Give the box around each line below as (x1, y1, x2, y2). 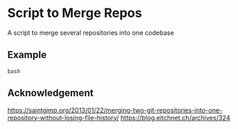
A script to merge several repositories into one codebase (7, 28, 175, 37)
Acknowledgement (7, 87, 94, 99)
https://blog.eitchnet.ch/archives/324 (120, 113, 230, 122)
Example (7, 49, 47, 61)
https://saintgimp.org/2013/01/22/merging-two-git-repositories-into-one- (7, 106, 223, 114)
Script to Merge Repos (7, 5, 143, 21)
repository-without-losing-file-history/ (7, 113, 120, 122)
